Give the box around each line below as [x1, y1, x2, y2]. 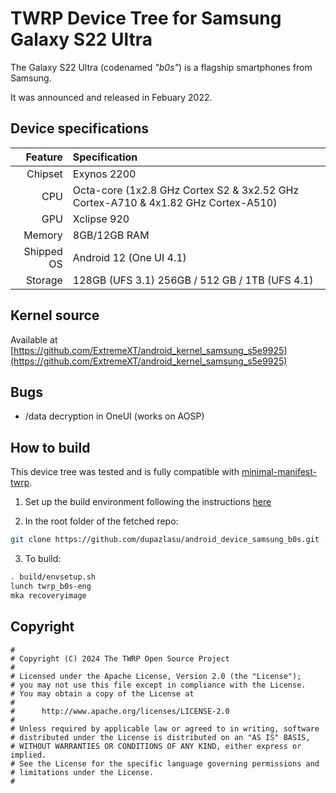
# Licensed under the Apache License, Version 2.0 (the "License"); [10, 671, 302, 681]
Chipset [26, 167, 63, 181]
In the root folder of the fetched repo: [24, 515, 179, 527]
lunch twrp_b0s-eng [10, 581, 92, 591]
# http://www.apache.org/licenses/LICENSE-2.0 [10, 706, 230, 716]
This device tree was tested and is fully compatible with [10, 466, 240, 478]
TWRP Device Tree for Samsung [10, 7, 282, 30]
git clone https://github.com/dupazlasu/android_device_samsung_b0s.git [10, 535, 320, 545]
